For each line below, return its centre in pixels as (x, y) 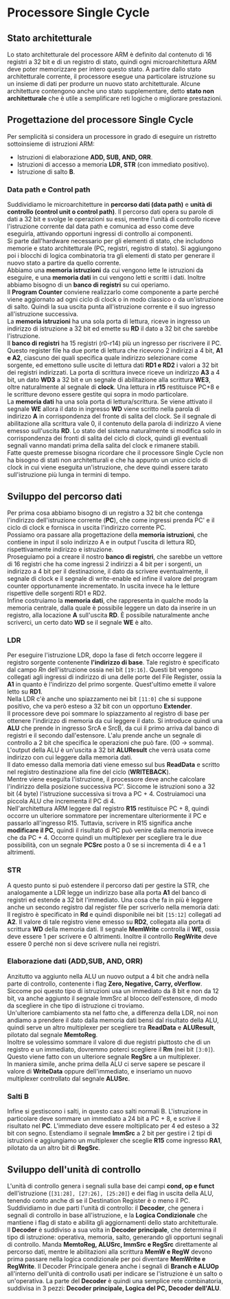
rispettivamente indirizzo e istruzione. (60, 549)
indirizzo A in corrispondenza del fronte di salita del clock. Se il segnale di (112, 417)
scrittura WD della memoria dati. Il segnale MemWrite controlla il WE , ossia (114, 929)
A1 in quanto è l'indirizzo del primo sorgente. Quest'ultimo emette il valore (112, 685)
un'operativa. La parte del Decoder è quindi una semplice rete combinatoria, (115, 1280)
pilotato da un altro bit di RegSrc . (54, 1148)
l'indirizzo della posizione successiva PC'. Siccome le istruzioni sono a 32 (111, 787)
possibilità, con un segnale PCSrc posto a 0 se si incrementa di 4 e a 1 (106, 845)
